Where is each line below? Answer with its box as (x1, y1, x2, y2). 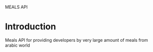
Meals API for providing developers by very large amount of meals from (5, 37, 148, 43)
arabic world (5, 42, 30, 48)
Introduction (5, 21, 56, 32)
